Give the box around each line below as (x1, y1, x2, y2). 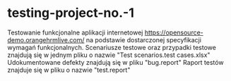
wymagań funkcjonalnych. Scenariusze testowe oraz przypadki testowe (7, 43, 217, 51)
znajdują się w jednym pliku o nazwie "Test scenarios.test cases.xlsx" (7, 51, 211, 59)
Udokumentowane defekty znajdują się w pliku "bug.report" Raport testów (7, 58, 224, 66)
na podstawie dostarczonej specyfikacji (85, 35, 201, 44)
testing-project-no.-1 (7, 5, 134, 21)
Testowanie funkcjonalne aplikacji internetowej (7, 28, 143, 37)
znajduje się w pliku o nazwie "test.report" (7, 66, 131, 74)
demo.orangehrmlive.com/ (7, 35, 85, 44)
